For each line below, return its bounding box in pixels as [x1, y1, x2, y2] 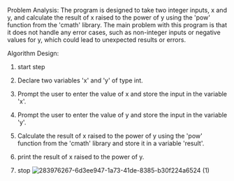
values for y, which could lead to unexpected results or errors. [7, 36, 187, 44]
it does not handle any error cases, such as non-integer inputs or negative [7, 28, 221, 36]
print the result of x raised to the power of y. [17, 153, 145, 161]
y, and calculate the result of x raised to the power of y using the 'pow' [7, 13, 211, 22]
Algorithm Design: [7, 49, 59, 57]
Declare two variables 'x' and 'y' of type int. [17, 76, 143, 85]
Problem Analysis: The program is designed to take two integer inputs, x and [7, 6, 227, 14]
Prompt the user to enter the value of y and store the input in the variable [17, 111, 228, 119]
